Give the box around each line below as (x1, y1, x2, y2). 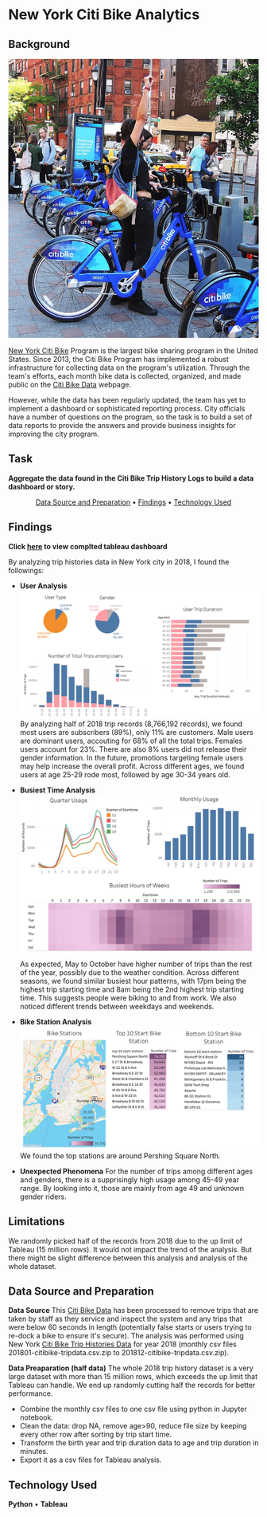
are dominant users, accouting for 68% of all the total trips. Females (19, 736, 243, 746)
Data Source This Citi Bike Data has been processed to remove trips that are (8, 1306, 259, 1315)
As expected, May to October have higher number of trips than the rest (19, 959, 253, 969)
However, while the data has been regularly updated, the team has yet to (8, 395, 246, 405)
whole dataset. (8, 1261, 57, 1271)
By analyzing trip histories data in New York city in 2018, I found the (8, 556, 230, 567)
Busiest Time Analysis (19, 785, 95, 795)
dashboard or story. (8, 481, 75, 491)
